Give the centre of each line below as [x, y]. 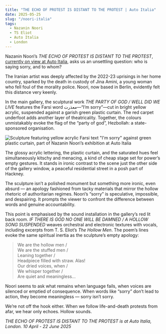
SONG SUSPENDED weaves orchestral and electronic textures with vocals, [81, 224]
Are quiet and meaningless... [46, 276]
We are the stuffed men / [43, 250]
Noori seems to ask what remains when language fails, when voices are [78, 286]
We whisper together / [40, 271]
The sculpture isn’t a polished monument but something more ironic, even [81, 183]
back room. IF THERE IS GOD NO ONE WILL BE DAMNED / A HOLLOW [77, 219]
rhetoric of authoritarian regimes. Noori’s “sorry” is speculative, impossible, [82, 194]
